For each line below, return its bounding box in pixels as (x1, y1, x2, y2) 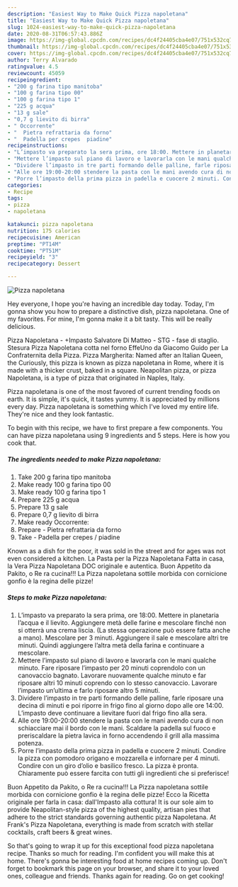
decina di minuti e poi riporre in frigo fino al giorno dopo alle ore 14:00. (17, 701, 225, 709)
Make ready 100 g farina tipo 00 (17, 480, 111, 489)
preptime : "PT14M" (7, 240, 62, 248)
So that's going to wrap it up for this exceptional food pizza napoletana (7, 841, 215, 850)
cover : (7, 50, 27, 57)
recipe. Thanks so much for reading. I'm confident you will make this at (7, 849, 215, 857)
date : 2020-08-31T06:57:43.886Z (7, 30, 103, 38)
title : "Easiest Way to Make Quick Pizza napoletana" (7, 17, 170, 24)
